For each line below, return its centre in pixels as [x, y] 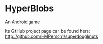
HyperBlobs [29, 8]
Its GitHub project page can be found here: [48, 31]
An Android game [22, 22]
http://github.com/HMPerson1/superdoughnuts [51, 36]
